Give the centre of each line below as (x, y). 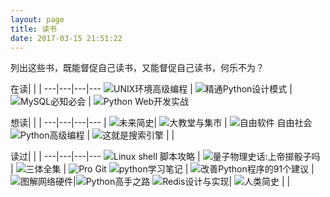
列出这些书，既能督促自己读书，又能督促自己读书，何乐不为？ (137, 68)
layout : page (37, 19)
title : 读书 (33, 29)
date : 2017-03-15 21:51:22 (66, 38)
